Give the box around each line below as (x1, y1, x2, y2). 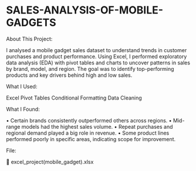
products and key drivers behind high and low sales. (6, 71, 133, 78)
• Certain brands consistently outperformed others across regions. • (6, 117, 172, 124)
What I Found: (6, 105, 40, 112)
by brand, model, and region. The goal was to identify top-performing (6, 65, 174, 72)
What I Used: (6, 83, 38, 90)
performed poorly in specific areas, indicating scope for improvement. (6, 135, 176, 142)
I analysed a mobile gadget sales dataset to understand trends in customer (6, 46, 187, 53)
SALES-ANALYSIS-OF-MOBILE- (6, 4, 163, 17)
